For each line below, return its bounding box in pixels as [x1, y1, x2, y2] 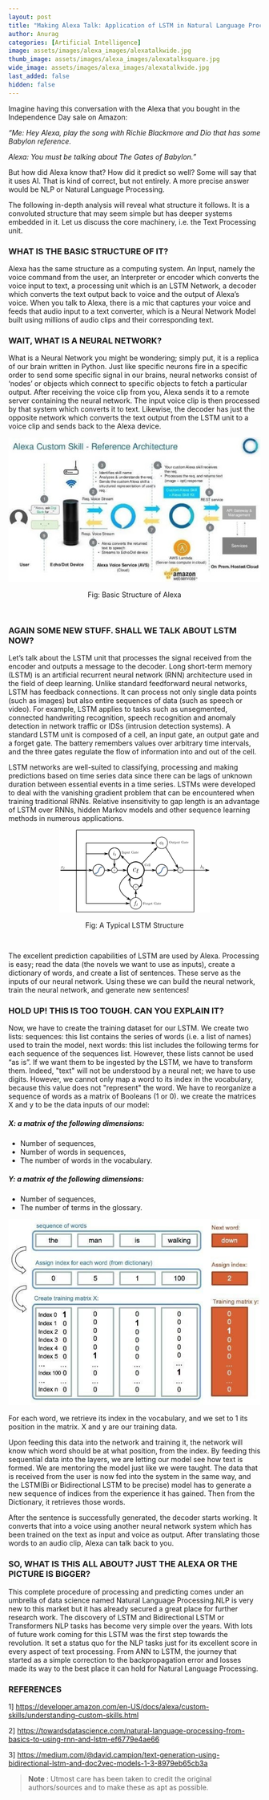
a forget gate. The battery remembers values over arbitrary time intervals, [8, 738, 251, 748]
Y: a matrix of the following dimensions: [8, 1174, 144, 1184]
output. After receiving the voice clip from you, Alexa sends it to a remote [8, 388, 250, 397]
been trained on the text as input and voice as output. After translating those [8, 1530, 260, 1540]
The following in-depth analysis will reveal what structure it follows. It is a [8, 200, 250, 209]
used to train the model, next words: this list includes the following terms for [8, 1040, 259, 1050]
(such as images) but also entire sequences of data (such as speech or [8, 695, 243, 705]
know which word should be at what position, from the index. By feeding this [8, 1446, 261, 1456]
